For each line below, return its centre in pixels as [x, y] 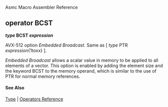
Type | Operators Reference [34, 99]
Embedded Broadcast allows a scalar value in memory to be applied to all [82, 60]
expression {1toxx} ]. [26, 50]
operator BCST [29, 23]
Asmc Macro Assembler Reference [41, 7]
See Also [15, 88]
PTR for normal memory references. [43, 76]
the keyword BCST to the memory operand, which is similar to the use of [81, 71]
